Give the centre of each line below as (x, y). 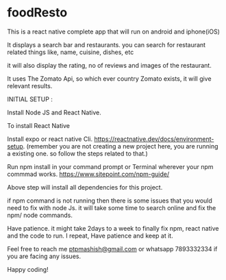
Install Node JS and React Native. (54, 112)
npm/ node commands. (40, 215)
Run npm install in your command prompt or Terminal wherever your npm (110, 166)
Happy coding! (28, 269)
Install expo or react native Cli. (50, 139)
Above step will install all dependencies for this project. (85, 187)
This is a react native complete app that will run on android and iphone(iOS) (114, 31)
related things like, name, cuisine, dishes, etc (71, 52)
